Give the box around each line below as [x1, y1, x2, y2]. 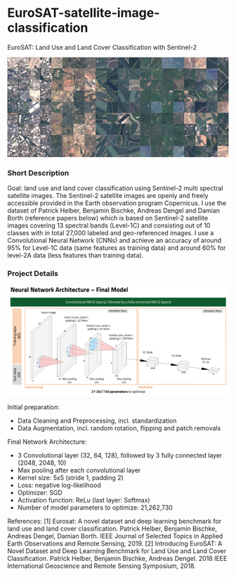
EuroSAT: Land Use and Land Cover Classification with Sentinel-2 [7, 43, 197, 51]
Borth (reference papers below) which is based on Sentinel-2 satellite [7, 214, 209, 223]
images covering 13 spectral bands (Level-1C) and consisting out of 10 [7, 221, 211, 230]
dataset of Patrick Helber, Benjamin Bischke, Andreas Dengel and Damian [7, 206, 220, 215]
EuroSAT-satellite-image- [7, 5, 160, 21]
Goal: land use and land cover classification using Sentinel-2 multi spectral [7, 184, 223, 192]
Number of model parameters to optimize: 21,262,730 [17, 503, 173, 512]
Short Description [7, 168, 70, 178]
